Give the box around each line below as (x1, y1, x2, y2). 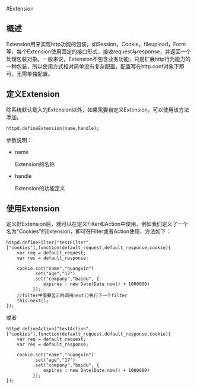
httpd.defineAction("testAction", (6, 326, 92, 332)
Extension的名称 (14, 160, 55, 168)
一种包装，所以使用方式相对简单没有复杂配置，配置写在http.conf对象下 (6, 62, 179, 70)
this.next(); (17, 298, 49, 304)
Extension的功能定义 (14, 184, 65, 192)
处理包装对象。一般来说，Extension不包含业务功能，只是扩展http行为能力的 (6, 55, 191, 62)
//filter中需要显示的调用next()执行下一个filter (17, 293, 128, 299)
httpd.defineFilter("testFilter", (6, 240, 92, 245)
